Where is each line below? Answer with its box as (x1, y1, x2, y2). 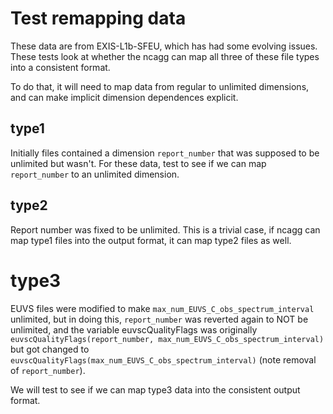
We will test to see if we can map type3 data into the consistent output (10, 383, 301, 396)
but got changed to (10, 343, 90, 355)
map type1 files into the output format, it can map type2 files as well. (10, 234, 292, 246)
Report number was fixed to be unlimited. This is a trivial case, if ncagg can (10, 223, 321, 236)
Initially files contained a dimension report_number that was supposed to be (10, 147, 320, 159)
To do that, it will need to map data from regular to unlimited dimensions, (10, 80, 310, 92)
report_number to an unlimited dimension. (10, 168, 180, 180)
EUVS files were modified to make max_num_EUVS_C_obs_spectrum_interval (10, 302, 315, 314)
